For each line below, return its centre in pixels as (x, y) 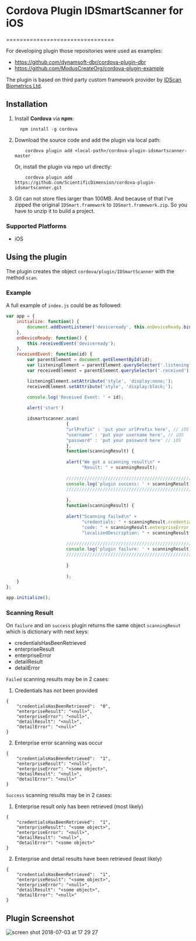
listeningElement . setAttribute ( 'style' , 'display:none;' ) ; (100, 381)
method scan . (22, 277)
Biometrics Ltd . (24, 85)
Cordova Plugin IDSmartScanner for (95, 11)
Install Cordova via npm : (44, 118)
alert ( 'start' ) (45, 408)
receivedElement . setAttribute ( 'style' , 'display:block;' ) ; (100, 387)
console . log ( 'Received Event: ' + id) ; (76, 397)
